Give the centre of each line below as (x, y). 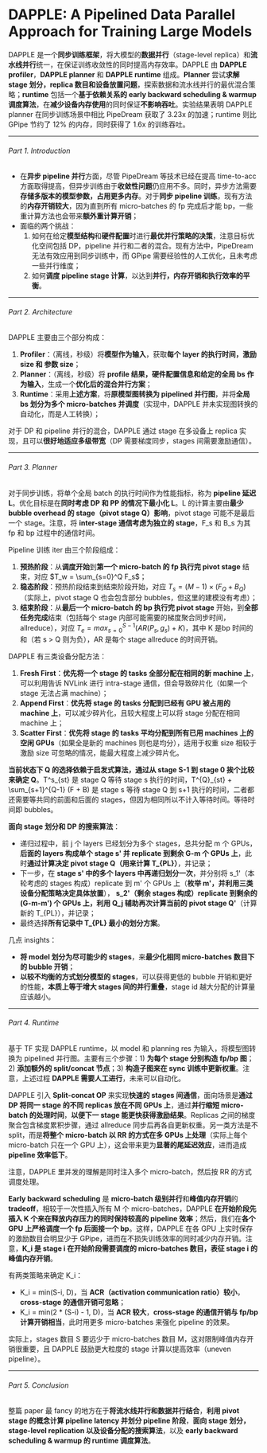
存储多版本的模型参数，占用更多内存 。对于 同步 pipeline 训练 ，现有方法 (136, 196)
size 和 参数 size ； (50, 365)
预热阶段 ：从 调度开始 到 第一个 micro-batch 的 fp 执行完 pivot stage (130, 566)
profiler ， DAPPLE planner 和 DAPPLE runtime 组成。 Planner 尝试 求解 (124, 74)
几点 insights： (33, 939)
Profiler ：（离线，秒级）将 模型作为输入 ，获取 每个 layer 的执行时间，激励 (138, 354)
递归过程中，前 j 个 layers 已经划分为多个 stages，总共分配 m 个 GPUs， (138, 843)
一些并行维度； (56, 266)
